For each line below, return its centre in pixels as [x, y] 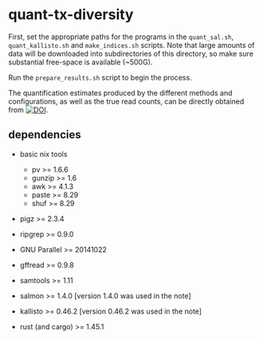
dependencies [45, 135]
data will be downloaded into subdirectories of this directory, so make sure [131, 53]
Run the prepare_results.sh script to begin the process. [100, 77]
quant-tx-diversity [71, 15]
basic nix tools [43, 154]
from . [28, 110]
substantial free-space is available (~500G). [80, 62]
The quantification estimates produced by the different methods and [120, 92]
